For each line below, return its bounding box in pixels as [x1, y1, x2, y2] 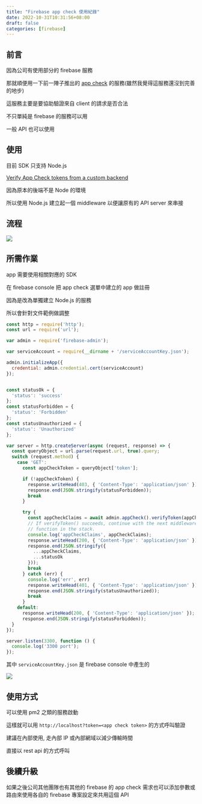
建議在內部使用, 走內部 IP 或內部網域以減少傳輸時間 [6, 734, 133, 741]
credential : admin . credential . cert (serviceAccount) [11, 365, 144, 371]
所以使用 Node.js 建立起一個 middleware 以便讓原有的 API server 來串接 [6, 199, 184, 206]
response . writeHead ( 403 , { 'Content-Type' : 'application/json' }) [28, 481, 198, 487]
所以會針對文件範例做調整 [6, 309, 70, 317]
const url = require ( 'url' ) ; [6, 327, 79, 333]
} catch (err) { [22, 571, 63, 577]
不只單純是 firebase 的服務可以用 [6, 113, 88, 120]
